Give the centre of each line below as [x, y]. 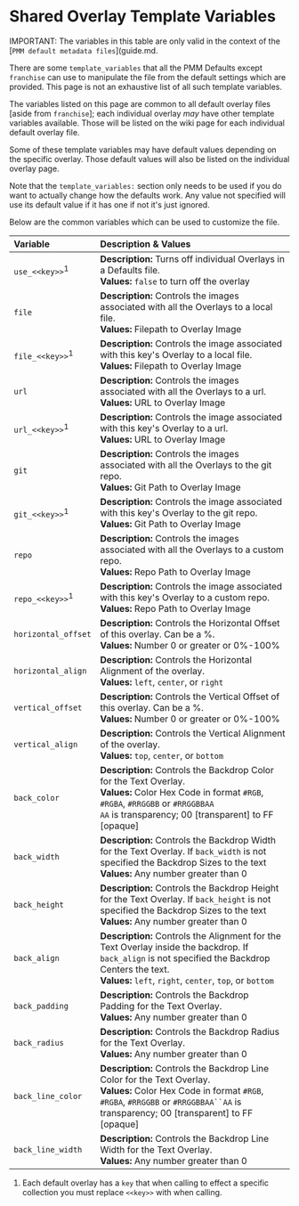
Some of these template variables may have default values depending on [143, 150]
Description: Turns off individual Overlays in [192, 258]
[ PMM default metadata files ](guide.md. [84, 50]
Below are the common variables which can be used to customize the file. [145, 222]
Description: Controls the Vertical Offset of [190, 697]
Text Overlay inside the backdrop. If [174, 947]
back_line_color [48, 1096]
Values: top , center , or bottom [162, 755]
